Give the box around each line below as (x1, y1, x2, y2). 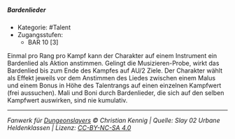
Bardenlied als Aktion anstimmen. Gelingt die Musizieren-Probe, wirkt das (7, 59, 220, 67)
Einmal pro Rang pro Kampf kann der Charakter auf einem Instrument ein (7, 51, 218, 59)
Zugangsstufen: (17, 30, 64, 38)
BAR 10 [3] (27, 38, 59, 46)
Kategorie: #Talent (17, 23, 71, 31)
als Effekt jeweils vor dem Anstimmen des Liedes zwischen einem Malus (7, 73, 215, 82)
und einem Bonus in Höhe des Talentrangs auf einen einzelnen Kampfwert (7, 81, 222, 89)
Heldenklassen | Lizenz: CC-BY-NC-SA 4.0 (7, 123, 131, 132)
